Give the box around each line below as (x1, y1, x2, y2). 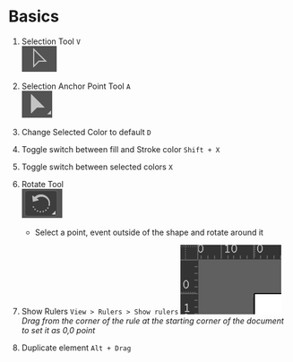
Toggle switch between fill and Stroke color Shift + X (21, 143, 220, 154)
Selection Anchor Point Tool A (21, 81, 131, 91)
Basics (8, 6, 60, 27)
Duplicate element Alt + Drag (21, 342, 132, 353)
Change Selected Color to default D (21, 126, 151, 137)
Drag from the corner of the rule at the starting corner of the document (21, 315, 284, 326)
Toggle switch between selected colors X (21, 161, 174, 172)
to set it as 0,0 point (21, 324, 96, 335)
